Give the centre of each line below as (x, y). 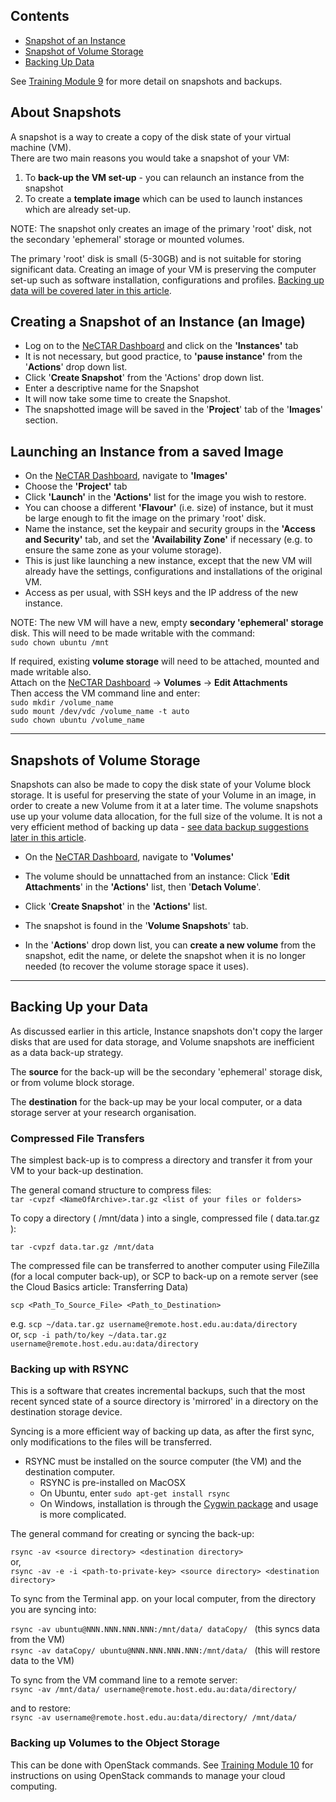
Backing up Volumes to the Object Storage (115, 1743)
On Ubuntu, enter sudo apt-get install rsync (135, 1493)
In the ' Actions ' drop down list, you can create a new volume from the (170, 945)
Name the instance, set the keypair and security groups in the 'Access (170, 529)
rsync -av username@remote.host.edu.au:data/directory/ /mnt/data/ (154, 1718)
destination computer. (70, 1472)
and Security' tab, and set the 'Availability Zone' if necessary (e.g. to (168, 540)
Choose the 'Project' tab (76, 486)
